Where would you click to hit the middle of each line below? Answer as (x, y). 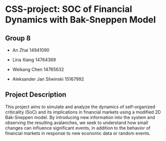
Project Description (36, 95)
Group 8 (18, 38)
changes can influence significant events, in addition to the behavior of (78, 128)
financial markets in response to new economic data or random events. (78, 133)
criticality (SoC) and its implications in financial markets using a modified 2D (83, 112)
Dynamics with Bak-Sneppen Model (81, 20)
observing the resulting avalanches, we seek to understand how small (77, 123)
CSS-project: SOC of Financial (69, 9)
